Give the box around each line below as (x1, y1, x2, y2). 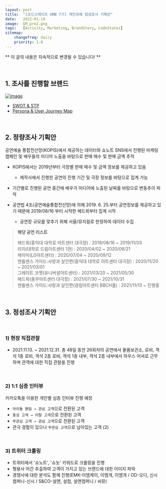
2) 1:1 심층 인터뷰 (5, 383, 44, 390)
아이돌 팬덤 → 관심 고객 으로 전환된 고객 (12, 406, 85, 411)
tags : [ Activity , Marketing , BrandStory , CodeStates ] (5, 26, 123, 31)
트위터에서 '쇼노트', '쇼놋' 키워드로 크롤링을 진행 (12, 460, 105, 466)
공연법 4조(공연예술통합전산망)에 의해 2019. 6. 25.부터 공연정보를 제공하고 (12, 202, 156, 208)
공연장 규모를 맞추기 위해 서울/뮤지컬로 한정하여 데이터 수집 (19, 219, 134, 225)
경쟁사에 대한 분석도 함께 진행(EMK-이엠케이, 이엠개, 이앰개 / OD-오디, (12, 472, 149, 478)
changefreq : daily (14, 35, 52, 40)
